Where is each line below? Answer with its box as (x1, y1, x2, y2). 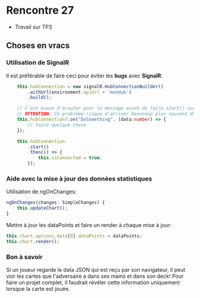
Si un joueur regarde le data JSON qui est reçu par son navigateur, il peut (6, 266, 186, 273)
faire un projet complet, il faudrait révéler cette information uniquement (6, 278, 180, 286)
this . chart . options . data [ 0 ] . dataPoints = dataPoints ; (6, 233, 143, 239)
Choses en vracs (6, 41, 70, 51)
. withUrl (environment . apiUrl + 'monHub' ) (27, 89, 132, 95)
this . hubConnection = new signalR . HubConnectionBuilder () (17, 83, 164, 89)
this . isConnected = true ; (37, 155, 102, 161)
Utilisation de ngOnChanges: (6, 188, 77, 195)
